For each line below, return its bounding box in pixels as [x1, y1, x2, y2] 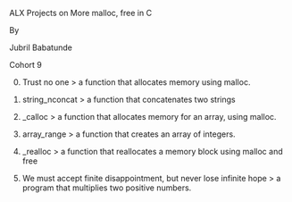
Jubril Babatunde [9, 42, 73, 53]
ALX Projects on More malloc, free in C [9, 8, 153, 18]
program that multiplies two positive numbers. [21, 182, 192, 193]
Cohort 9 [9, 60, 42, 70]
